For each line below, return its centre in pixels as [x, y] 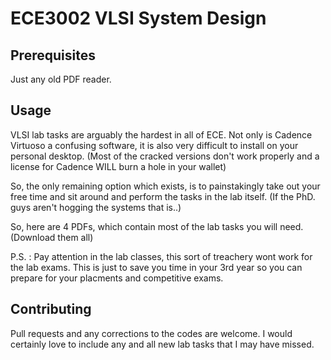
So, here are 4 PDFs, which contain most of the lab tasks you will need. [157, 226]
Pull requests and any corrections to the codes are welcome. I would [151, 333]
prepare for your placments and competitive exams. [117, 278]
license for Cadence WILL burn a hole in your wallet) [118, 166]
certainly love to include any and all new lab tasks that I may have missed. [162, 344]
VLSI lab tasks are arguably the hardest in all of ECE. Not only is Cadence [161, 134]
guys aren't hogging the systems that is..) [96, 207]
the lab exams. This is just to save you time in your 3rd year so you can [156, 267]
